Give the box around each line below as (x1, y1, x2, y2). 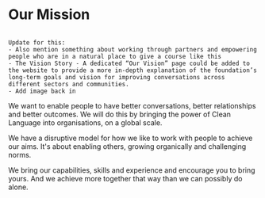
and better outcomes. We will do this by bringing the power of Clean (8, 109, 232, 119)
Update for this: (8, 38, 66, 47)
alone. (8, 182, 29, 192)
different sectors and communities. (8, 80, 129, 88)
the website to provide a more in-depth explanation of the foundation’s (8, 66, 258, 74)
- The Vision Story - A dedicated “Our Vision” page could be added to (8, 59, 250, 67)
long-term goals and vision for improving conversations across (8, 73, 225, 81)
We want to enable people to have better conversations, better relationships (8, 101, 256, 110)
